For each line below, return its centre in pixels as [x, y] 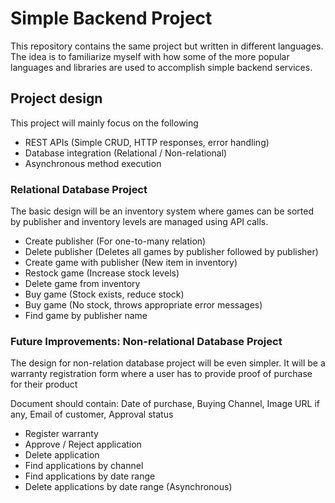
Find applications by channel [84, 466]
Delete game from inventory [82, 284]
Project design [56, 98]
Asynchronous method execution [93, 163]
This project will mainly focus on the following [104, 123]
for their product [44, 384]
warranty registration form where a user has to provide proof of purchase [161, 374]
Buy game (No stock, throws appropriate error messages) [143, 305]
